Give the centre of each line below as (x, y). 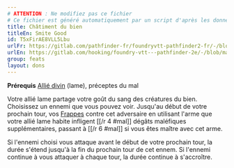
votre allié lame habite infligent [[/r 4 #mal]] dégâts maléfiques (97, 121)
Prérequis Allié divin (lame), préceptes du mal (73, 85)
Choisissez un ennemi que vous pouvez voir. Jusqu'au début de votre (107, 106)
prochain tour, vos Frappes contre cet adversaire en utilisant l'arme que (110, 114)
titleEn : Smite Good (37, 33)
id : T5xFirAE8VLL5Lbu (39, 40)
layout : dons (26, 66)
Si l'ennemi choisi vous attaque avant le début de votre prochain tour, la (110, 142)
